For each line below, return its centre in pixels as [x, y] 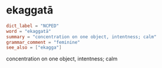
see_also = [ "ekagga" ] [34, 47]
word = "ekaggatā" [29, 31]
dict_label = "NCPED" [33, 26]
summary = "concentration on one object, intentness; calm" [82, 37]
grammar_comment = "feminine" [43, 42]
